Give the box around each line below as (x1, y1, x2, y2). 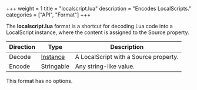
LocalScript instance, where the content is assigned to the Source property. (6, 29, 189, 36)
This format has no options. (6, 78, 73, 84)
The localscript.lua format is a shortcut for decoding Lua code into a (6, 23, 173, 29)
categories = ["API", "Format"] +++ (6, 11, 91, 18)
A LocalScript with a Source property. (75, 53, 179, 61)
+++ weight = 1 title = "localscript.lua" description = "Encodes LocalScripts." (6, 5, 192, 12)
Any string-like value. (75, 62, 135, 70)
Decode (9, 53, 31, 61)
